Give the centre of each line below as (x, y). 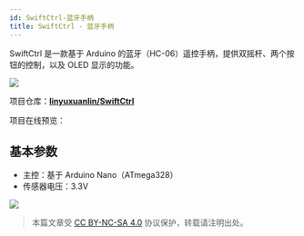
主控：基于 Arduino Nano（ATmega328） (100, 175)
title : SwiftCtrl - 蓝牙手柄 (62, 26)
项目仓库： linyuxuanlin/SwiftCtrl (72, 101)
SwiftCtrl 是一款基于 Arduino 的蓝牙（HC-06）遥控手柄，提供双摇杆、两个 (148, 53)
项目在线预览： (37, 120)
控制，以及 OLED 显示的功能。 (82, 64)
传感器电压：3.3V (56, 186)
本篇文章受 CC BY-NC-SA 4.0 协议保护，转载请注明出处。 (140, 222)
